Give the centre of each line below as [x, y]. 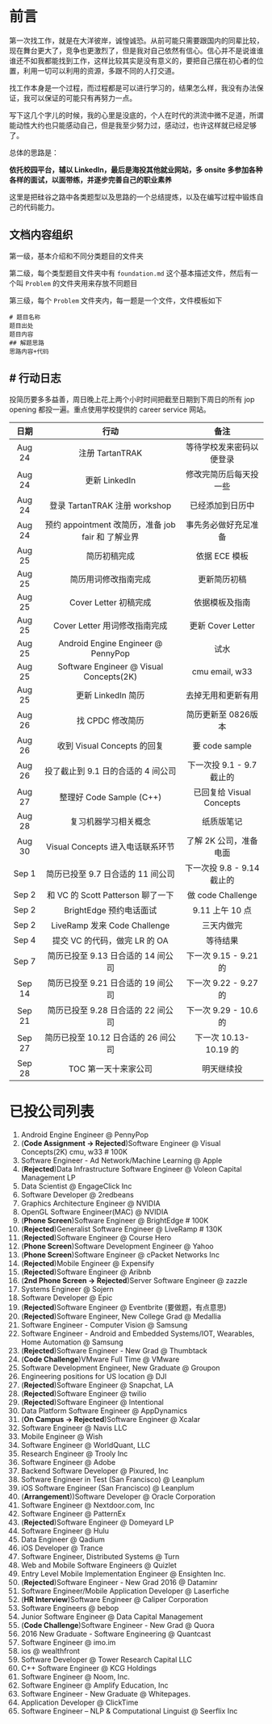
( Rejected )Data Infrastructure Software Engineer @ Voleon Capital [131, 1168]
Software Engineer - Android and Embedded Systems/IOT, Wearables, [138, 1333]
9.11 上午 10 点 [222, 910]
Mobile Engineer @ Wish [62, 1436]
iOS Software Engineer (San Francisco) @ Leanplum [107, 1487]
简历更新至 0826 [218, 714]
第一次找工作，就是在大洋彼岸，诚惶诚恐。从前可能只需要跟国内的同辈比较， [136, 40]
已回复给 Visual [222, 792]
